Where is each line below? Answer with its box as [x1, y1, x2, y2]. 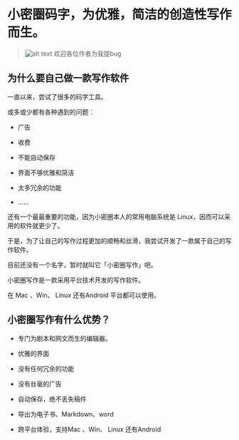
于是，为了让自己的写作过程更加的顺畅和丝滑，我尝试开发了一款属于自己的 [7, 236, 225, 245]
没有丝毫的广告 [17, 379, 62, 388]
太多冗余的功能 [17, 183, 62, 192]
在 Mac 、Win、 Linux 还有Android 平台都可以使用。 [7, 290, 161, 300]
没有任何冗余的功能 [17, 364, 75, 373]
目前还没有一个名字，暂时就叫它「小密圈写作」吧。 [7, 260, 157, 269]
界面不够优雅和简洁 [17, 168, 75, 177]
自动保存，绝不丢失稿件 [17, 394, 87, 403]
